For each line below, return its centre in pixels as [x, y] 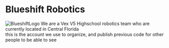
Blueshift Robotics [45, 9]
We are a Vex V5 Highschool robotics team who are [95, 23]
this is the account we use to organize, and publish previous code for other [85, 34]
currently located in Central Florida [42, 29]
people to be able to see [31, 40]
